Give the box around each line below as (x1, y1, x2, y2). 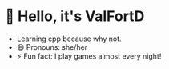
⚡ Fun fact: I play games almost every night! (16, 51, 162, 61)
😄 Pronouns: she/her (16, 42, 87, 51)
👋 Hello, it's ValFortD (5, 7, 145, 26)
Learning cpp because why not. (16, 34, 123, 43)
